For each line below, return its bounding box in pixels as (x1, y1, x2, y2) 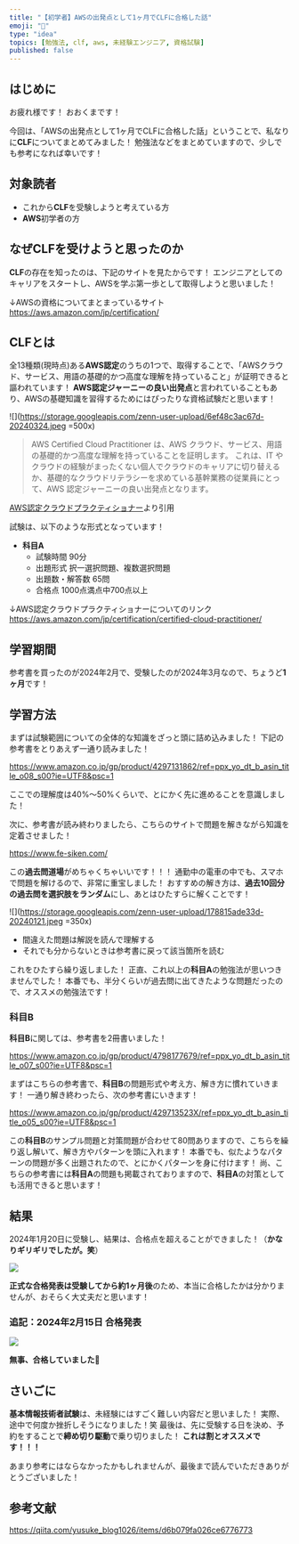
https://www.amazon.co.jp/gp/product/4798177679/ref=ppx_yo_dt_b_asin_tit (9, 1051, 290, 1061)
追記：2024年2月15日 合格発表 (9, 1316, 142, 1329)
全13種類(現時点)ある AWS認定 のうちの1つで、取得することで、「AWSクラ (9, 360, 276, 370)
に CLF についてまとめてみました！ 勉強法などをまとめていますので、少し (9, 136, 275, 147)
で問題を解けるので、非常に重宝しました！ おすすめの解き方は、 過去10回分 (9, 878, 285, 888)
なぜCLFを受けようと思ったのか (9, 241, 184, 256)
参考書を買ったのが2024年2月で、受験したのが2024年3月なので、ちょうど (9, 667, 283, 678)
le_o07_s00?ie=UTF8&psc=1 (9, 1060, 113, 1071)
